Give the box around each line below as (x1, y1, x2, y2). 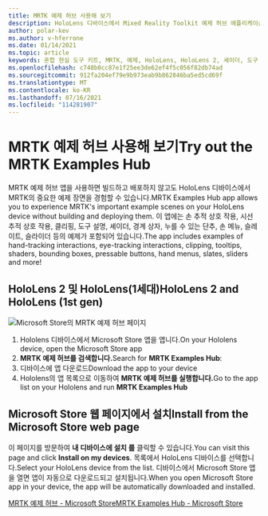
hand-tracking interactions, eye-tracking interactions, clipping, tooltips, (8, 241, 242, 250)
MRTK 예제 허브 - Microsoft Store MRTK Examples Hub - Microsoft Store (8, 498, 243, 508)
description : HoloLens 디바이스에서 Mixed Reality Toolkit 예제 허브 (8, 19, 227, 27)
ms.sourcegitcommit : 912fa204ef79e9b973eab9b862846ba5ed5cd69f (8, 71, 223, 79)
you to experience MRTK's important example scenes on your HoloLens (8, 202, 245, 212)
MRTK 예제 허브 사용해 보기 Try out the (8, 138, 254, 156)
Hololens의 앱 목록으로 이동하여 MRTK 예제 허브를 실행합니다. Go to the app (19, 373, 258, 382)
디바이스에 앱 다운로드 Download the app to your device (19, 363, 198, 373)
